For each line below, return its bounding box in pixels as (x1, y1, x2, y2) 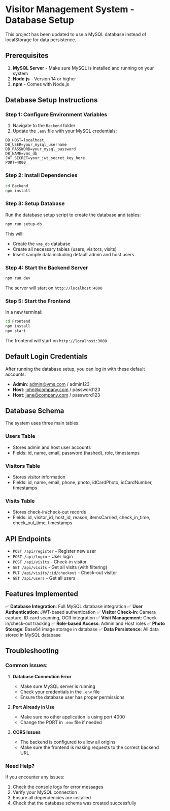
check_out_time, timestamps (12, 520, 73, 526)
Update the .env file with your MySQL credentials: (12, 128, 117, 134)
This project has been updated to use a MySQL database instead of (5, 31, 147, 37)
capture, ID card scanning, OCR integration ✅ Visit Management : (5, 614, 142, 621)
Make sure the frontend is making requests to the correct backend (20, 744, 159, 750)
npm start (5, 328, 26, 334)
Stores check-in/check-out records (12, 509, 86, 515)
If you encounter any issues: (5, 774, 65, 780)
